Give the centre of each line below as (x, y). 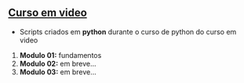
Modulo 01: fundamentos (60, 55)
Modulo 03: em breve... (58, 72)
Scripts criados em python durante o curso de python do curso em (128, 31)
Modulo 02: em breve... (58, 63)
